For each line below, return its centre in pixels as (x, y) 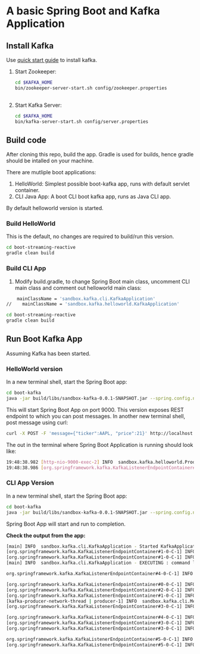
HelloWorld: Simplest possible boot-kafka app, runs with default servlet (102, 184)
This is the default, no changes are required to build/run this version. (90, 236)
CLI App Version (30, 483)
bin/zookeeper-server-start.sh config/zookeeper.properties (91, 88)
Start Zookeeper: (35, 72)
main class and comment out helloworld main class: (78, 288)
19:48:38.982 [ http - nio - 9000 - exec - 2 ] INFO (60, 462)
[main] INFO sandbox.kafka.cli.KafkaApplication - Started (82, 546)
